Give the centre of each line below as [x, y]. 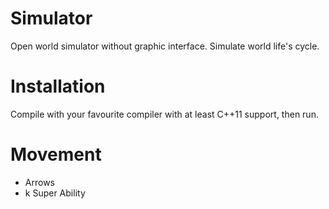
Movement [56, 154]
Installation [58, 86]
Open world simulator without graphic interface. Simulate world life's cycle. [165, 46]
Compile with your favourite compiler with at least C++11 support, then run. [164, 114]
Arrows [39, 182]
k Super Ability [55, 193]
